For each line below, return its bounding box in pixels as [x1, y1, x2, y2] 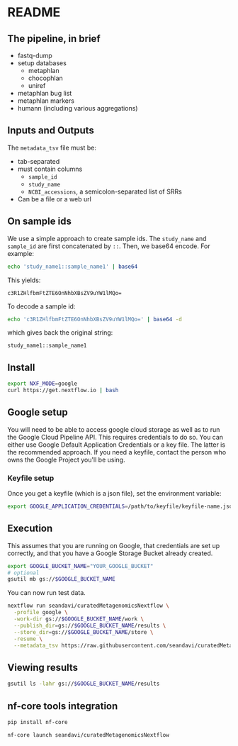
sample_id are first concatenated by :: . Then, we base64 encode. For [7, 242, 210, 250]
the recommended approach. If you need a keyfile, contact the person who [7, 447, 227, 456]
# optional [7, 569, 40, 577]
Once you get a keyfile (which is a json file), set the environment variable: [7, 489, 222, 498]
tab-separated [17, 157, 60, 165]
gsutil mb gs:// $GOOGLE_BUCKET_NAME [7, 576, 115, 583]
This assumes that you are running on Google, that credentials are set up [7, 541, 220, 550]
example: [7, 249, 34, 257]
